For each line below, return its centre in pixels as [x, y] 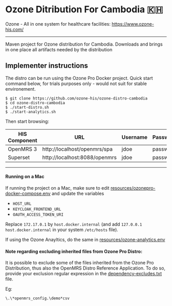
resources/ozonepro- [133, 188]
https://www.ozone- [133, 24]
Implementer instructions [47, 66]
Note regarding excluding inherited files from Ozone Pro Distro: [74, 251]
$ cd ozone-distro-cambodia [35, 103]
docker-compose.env [28, 193]
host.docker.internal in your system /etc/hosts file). [62, 230]
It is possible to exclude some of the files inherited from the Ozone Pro [80, 263]
